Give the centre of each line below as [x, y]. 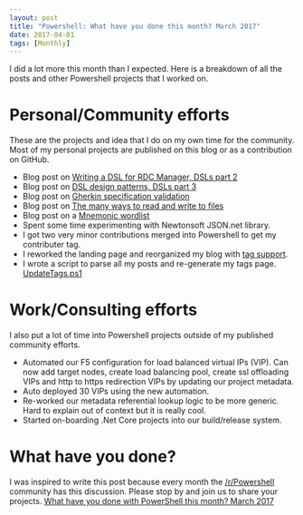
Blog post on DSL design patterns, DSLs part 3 [109, 187]
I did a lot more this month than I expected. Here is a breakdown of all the [146, 69]
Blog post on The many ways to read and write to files [123, 206]
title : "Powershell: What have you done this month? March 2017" [135, 26]
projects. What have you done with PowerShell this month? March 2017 [142, 501]
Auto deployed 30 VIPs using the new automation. [116, 392]
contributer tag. [52, 245]
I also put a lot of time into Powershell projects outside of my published [142, 335]
